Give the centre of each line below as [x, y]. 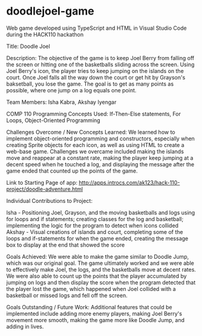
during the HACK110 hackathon [45, 34]
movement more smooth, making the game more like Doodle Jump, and [95, 320]
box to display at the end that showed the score [66, 245]
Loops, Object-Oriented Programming [54, 120]
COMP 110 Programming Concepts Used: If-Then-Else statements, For [94, 114]
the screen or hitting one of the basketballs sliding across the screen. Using [100, 64]
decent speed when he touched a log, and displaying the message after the [100, 164]
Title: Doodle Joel [28, 46]
